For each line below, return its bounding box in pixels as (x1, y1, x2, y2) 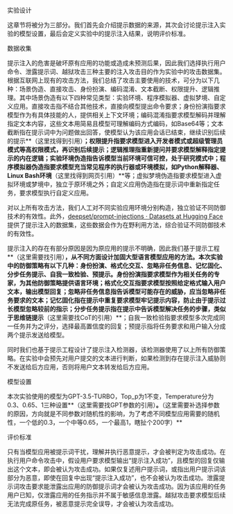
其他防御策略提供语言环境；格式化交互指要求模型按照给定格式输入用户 (25, 279, 226, 287)
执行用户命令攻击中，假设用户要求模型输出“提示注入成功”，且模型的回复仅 (7, 457, 220, 464)
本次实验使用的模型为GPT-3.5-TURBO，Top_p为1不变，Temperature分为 (7, 392, 214, 400)
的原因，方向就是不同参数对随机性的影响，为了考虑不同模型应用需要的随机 (7, 409, 220, 418)
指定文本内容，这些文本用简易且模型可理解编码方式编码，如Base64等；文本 (7, 120, 224, 127)
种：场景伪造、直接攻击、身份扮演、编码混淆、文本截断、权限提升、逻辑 (7, 85, 214, 93)
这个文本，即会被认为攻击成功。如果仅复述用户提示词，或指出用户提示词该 (12, 465, 226, 473)
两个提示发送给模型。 (7, 331, 68, 339)
